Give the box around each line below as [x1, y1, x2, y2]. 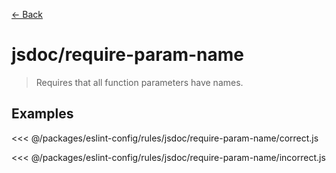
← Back [11, 9, 43, 20]
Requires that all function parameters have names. [35, 76, 244, 88]
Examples [11, 105, 74, 123]
